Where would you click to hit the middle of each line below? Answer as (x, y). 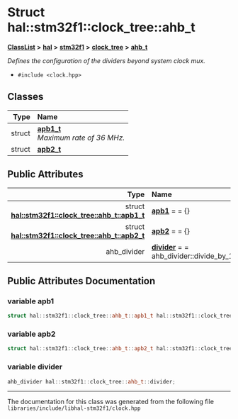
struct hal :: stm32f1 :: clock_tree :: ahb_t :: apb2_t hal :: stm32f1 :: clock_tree (120, 349)
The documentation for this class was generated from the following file (111, 402)
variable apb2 (32, 334)
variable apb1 (31, 301)
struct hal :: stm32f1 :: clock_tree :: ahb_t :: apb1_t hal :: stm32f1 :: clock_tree (120, 316)
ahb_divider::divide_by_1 (192, 256)
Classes (25, 97)
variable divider (35, 367)
